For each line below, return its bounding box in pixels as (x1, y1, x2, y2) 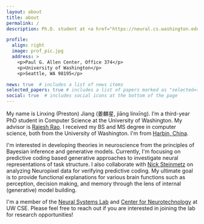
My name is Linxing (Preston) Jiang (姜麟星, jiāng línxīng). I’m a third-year (6, 110, 190, 117)
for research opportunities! (6, 211, 73, 218)
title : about (6, 15, 39, 21)
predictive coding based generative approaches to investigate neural (6, 154, 178, 161)
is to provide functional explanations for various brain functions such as (6, 174, 186, 180)
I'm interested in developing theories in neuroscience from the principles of (6, 142, 195, 148)
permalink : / (6, 20, 39, 26)
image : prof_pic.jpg (12, 48, 64, 54)
